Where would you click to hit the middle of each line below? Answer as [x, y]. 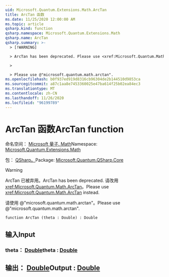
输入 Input [20, 234]
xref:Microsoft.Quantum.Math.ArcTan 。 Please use [57, 187]
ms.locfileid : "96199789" [32, 103]
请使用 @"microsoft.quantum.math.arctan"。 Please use [63, 203]
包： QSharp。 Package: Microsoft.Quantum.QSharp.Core [64, 160]
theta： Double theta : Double [41, 250]
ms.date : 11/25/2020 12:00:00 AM [40, 19]
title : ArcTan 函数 [25, 15]
